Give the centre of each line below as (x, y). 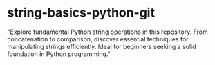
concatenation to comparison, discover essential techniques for (98, 39)
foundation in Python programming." (59, 54)
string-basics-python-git (81, 13)
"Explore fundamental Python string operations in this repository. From (108, 32)
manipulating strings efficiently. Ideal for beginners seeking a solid (102, 46)
